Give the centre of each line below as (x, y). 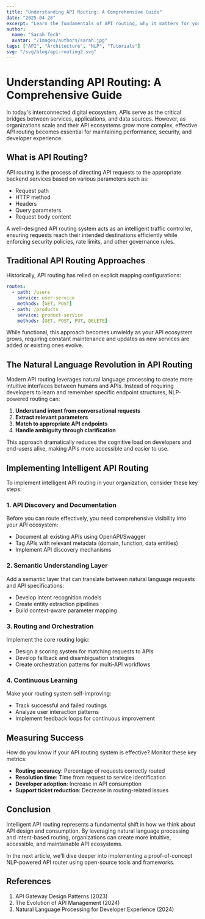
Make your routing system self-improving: (59, 694)
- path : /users (31, 292)
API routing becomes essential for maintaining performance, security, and (99, 132)
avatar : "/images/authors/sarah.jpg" (60, 40)
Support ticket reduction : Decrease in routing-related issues (92, 790)
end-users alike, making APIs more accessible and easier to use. (88, 449)
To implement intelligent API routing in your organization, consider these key (102, 483)
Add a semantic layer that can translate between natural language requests (101, 579)
